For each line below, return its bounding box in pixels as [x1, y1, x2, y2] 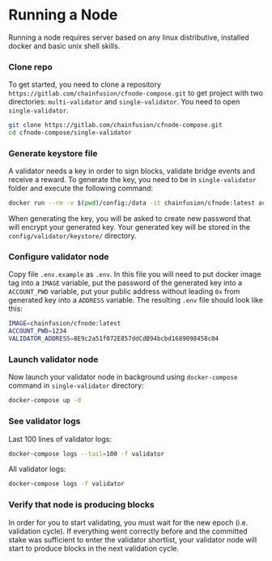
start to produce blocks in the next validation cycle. [8, 543, 180, 553]
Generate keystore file [8, 147, 98, 159]
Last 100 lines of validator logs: [8, 434, 112, 444]
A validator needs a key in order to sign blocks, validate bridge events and [8, 166, 256, 176]
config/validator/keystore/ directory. [8, 231, 137, 240]
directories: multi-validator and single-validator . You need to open [8, 97, 240, 107]
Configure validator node [8, 251, 109, 262]
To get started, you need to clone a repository [8, 79, 162, 90]
